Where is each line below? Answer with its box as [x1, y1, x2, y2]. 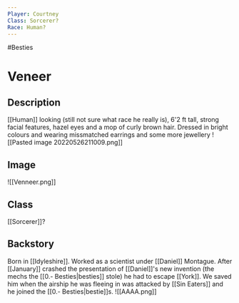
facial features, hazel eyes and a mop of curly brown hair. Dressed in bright [7, 123, 228, 132]
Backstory [7, 238, 55, 250]
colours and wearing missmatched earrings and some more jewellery [7, 130, 210, 139]
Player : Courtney [7, 10, 59, 18]
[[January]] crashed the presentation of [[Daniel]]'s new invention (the [7, 265, 215, 273]
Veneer [7, 68, 52, 84]
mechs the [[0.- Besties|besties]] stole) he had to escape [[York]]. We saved [7, 272, 232, 280]
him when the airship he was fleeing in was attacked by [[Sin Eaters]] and [7, 279, 223, 288]
